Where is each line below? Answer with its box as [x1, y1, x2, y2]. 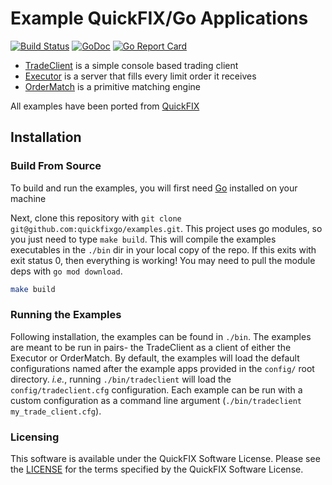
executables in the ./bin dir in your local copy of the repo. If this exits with [10, 243, 317, 256]
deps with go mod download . [10, 265, 123, 277]
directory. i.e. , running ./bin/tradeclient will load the [10, 373, 232, 385]
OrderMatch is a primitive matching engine [24, 80, 202, 92]
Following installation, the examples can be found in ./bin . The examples [10, 330, 312, 342]
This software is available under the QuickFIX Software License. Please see [10, 453, 321, 465]
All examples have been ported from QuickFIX [10, 100, 200, 112]
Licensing [10, 430, 60, 444]
